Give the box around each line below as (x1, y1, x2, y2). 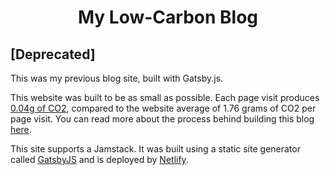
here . (10, 124, 32, 135)
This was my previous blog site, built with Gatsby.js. (10, 72, 224, 84)
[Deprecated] (10, 46, 96, 63)
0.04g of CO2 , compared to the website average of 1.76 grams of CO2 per (10, 102, 317, 114)
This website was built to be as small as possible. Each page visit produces (10, 92, 320, 103)
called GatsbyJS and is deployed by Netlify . (10, 154, 189, 165)
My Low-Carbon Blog (77, 6, 259, 29)
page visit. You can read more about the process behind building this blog (10, 113, 315, 125)
